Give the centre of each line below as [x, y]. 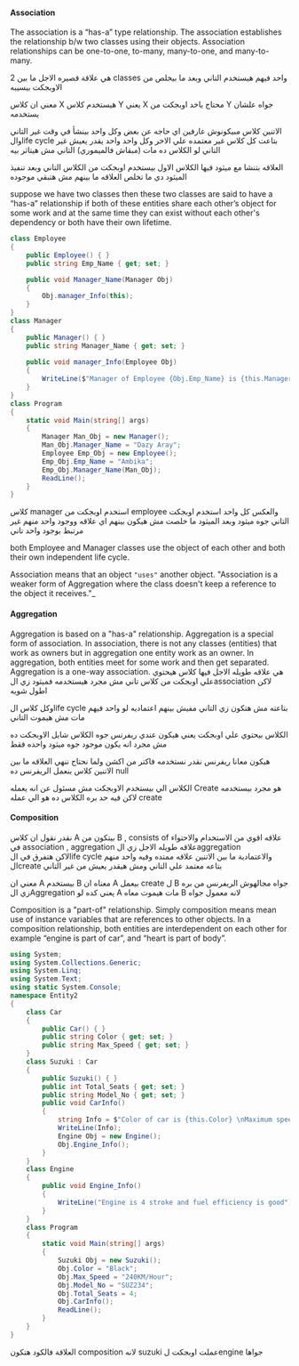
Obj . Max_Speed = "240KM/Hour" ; [115, 1277]
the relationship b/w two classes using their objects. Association [127, 42]
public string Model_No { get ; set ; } [114, 1095]
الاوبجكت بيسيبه [36, 87]
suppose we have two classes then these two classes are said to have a [142, 194]
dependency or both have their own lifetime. [91, 222]
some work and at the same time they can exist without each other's [135, 213]
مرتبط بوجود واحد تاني [47, 530]
